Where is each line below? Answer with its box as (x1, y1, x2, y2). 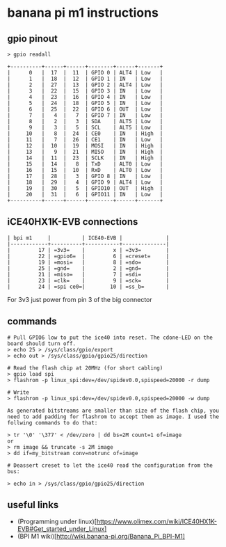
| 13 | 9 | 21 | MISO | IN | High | (7, 148, 163, 155)
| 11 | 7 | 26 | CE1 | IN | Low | (7, 136, 163, 143)
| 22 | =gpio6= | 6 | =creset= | (7, 253, 170, 260)
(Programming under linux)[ (17, 517, 97, 526)
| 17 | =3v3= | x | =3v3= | (7, 246, 170, 253)
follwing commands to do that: (7, 419, 98, 426)
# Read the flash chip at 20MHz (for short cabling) (7, 364, 163, 372)
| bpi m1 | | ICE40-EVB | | (7, 235, 170, 241)
